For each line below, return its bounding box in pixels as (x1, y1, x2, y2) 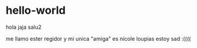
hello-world (5, 4, 66, 17)
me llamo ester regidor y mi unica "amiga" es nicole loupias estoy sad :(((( (5, 35, 191, 42)
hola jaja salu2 (5, 23, 42, 31)
